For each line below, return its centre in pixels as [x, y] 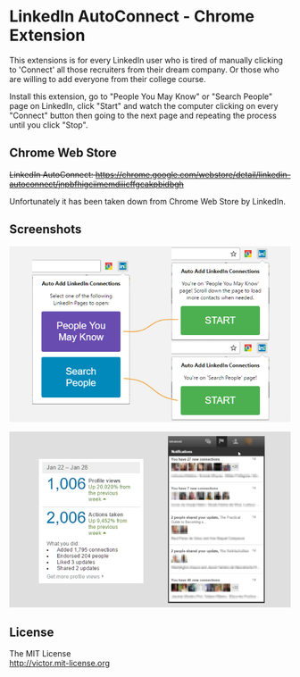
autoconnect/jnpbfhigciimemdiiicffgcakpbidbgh [97, 184]
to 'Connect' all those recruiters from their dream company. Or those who [144, 70]
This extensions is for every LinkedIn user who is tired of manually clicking [146, 60]
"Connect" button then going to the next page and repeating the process [143, 115]
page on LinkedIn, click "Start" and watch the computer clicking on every [144, 105]
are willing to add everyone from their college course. [108, 79]
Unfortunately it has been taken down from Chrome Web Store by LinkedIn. [147, 201]
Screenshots [46, 230]
